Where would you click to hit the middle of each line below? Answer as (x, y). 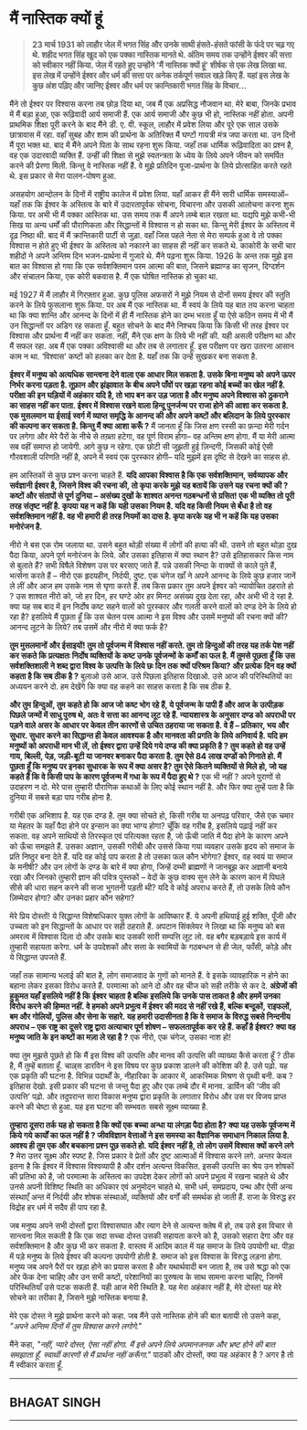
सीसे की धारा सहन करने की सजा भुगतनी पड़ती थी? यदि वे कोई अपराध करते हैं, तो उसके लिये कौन (150, 887)
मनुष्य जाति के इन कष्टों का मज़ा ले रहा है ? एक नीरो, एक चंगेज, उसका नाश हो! (120, 1037)
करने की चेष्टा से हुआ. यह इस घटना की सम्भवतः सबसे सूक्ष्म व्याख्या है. (109, 1107)
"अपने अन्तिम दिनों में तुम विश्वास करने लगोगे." (76, 1326)
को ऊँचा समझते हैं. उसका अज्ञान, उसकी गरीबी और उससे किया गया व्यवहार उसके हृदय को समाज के (152, 846)
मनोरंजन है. (26, 526)
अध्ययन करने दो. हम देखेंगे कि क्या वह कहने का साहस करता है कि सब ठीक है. (121, 686)
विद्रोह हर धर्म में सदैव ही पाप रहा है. (58, 1207)
